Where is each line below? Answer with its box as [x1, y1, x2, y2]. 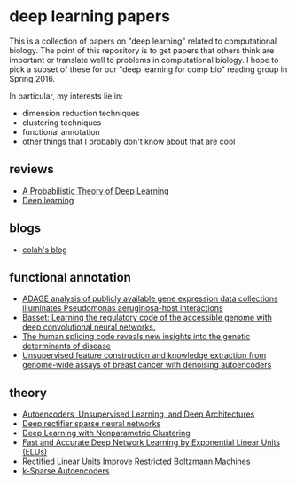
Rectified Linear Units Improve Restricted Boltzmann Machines [21, 456, 251, 467]
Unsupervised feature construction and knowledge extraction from [21, 350, 267, 361]
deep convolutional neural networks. [21, 322, 156, 332]
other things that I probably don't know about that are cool [21, 136, 236, 147]
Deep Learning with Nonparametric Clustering [21, 428, 191, 439]
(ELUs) [21, 447, 48, 457]
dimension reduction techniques [21, 107, 140, 118]
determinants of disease [21, 340, 112, 352]
